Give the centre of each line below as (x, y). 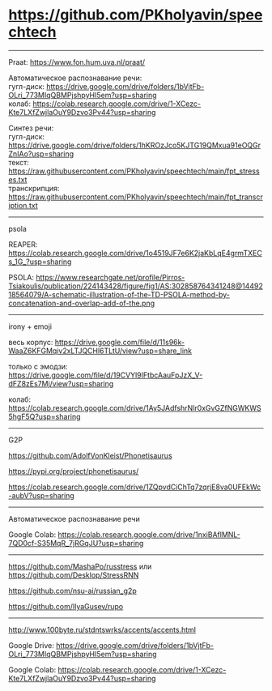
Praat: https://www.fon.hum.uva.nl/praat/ (77, 62)
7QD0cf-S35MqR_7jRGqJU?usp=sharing (76, 543)
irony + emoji (30, 326)
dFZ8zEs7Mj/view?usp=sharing (61, 383)
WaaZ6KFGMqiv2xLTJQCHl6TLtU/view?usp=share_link (100, 351)
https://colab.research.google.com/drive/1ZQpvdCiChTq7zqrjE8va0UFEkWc (135, 487)
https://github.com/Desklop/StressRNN (74, 575)
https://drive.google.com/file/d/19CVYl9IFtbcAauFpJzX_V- (106, 375)
